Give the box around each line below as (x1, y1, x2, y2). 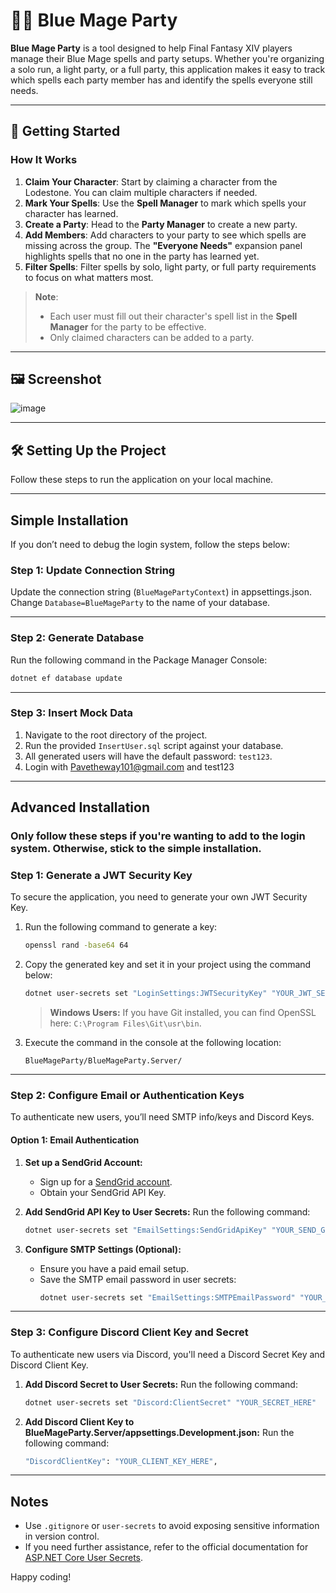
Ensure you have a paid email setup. (39, 1262, 190, 1274)
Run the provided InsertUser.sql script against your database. (24, 739, 284, 751)
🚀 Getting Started (10, 123, 121, 140)
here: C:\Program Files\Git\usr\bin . (49, 1017, 202, 1029)
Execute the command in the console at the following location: (24, 1037, 282, 1049)
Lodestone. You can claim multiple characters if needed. (24, 186, 258, 198)
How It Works (10, 153, 78, 167)
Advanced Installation (10, 799, 151, 816)
